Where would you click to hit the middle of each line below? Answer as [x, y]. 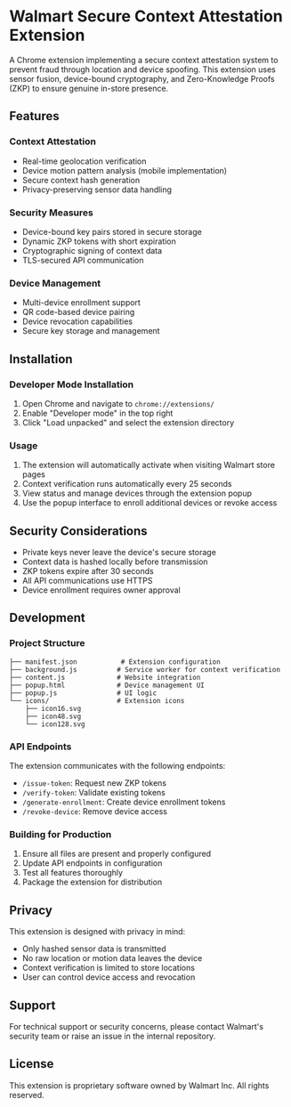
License [32, 1064]
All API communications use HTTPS [87, 581]
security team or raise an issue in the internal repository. [113, 1036]
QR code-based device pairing [78, 312]
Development [48, 618]
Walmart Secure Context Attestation [146, 16]
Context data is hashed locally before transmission [115, 562]
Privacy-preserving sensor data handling [97, 190]
